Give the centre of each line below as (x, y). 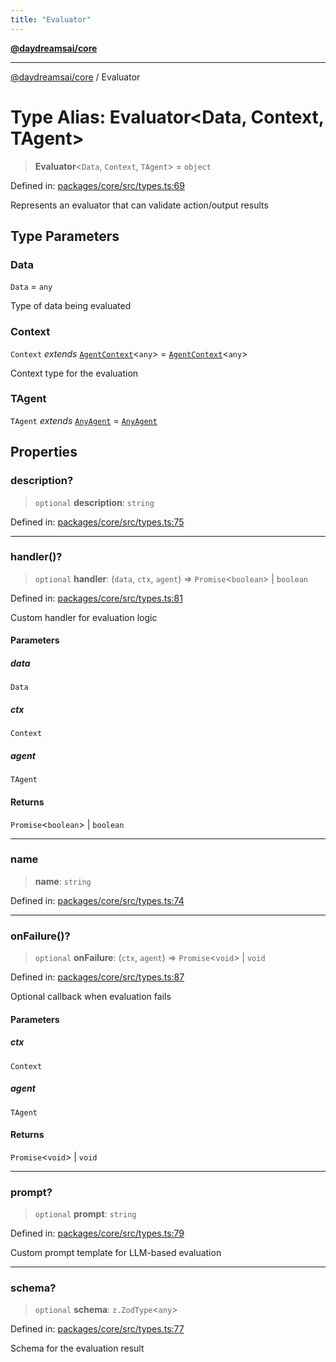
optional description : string (94, 502)
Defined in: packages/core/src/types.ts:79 (97, 1233)
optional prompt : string (85, 1214)
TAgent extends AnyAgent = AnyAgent (84, 420)
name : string (63, 881)
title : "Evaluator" (51, 19)
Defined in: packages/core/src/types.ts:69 (97, 185)
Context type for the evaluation (74, 373)
